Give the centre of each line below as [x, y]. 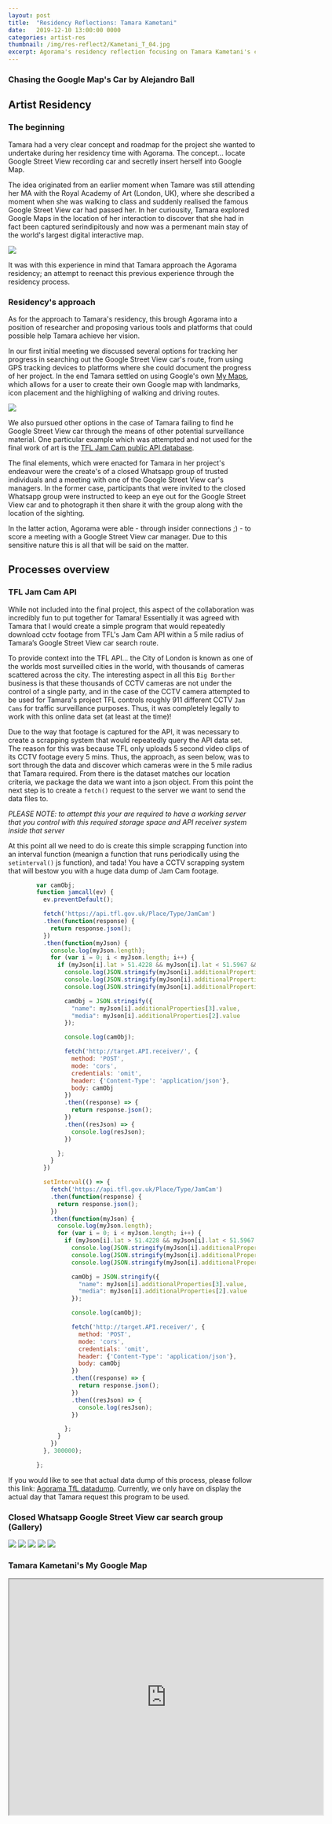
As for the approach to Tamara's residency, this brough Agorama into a [123, 318]
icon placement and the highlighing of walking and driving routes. [114, 392]
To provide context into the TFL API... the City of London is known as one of [131, 658]
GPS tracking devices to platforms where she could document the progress [130, 367]
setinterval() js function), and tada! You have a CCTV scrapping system [126, 862]
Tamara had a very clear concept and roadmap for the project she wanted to [132, 144]
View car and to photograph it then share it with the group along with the [126, 505]
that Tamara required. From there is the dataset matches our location [119, 773]
